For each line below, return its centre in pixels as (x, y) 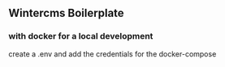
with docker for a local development (81, 36)
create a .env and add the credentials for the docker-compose (112, 54)
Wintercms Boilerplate (66, 13)
